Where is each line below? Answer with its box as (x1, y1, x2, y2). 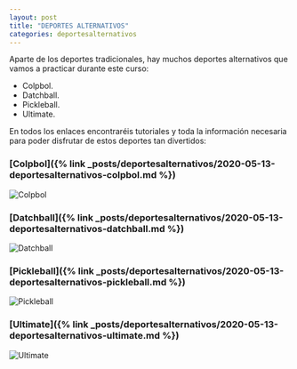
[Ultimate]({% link (9, 318, 89, 331)
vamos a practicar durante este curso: (9, 63, 149, 74)
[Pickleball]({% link (9, 264, 95, 277)
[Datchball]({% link (9, 211, 93, 223)
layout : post (9, 12, 58, 22)
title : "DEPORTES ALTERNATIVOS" (9, 21, 129, 30)
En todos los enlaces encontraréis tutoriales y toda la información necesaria (9, 126, 287, 137)
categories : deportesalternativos (9, 29, 138, 38)
